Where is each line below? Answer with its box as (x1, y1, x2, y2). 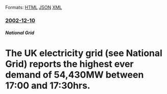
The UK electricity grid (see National (5, 47, 163, 59)
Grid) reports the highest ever (5, 58, 134, 70)
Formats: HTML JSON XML (5, 5, 62, 10)
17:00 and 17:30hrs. (5, 80, 91, 91)
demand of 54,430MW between (5, 69, 144, 80)
